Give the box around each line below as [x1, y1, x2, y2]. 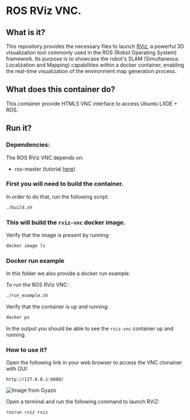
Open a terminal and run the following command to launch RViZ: [6, 398, 160, 405]
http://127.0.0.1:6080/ [6, 377, 64, 383]
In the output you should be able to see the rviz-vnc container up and [6, 325, 174, 332]
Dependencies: [6, 141, 51, 149]
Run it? [6, 123, 32, 133]
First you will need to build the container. [6, 180, 124, 188]
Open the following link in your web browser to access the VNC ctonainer [6, 359, 182, 366]
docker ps [6, 314, 30, 321]
